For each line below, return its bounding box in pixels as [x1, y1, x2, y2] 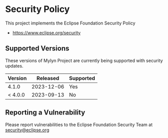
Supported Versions [5, 44, 69, 53]
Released [37, 74, 59, 81]
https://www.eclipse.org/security [12, 29, 81, 35]
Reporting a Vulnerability [5, 108, 85, 117]
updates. [5, 62, 24, 68]
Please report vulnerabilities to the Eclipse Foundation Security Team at [5, 121, 153, 127]
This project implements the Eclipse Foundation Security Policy [5, 20, 135, 26]
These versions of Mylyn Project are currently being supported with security [5, 57, 163, 63]
